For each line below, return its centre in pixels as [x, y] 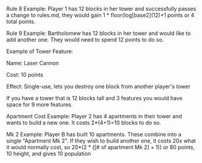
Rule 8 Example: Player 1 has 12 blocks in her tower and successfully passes [101, 9]
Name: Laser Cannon [33, 63]
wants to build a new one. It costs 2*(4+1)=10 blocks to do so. [84, 123]
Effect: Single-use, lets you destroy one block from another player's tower [98, 86]
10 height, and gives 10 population [49, 154]
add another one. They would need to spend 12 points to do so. [85, 40]
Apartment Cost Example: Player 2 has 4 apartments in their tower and [94, 116]
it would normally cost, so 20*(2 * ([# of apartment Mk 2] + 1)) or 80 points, [101, 147]
